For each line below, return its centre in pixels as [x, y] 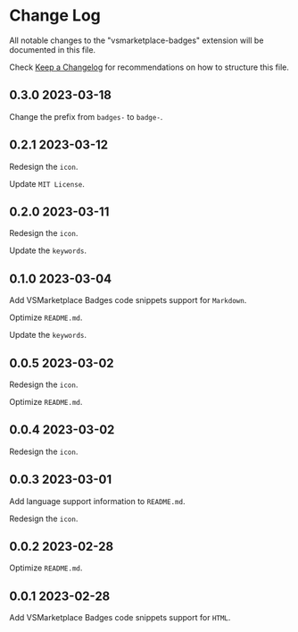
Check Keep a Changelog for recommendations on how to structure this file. [149, 67]
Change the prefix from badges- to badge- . [86, 116]
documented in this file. [53, 49]
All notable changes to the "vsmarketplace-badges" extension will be [137, 40]
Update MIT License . [47, 183]
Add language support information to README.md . [97, 501]
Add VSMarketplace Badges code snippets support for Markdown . [128, 300]
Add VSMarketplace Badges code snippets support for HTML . [120, 618]
